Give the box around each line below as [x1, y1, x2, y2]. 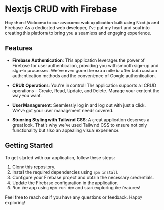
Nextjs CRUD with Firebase [5, 3, 117, 15]
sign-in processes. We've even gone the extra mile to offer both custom [12, 68, 158, 73]
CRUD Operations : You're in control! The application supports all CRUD [12, 82, 157, 88]
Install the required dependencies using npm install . [12, 169, 119, 175]
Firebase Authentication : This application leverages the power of [12, 57, 145, 63]
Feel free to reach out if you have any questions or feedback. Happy [5, 194, 143, 200]
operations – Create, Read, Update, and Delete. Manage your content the [12, 87, 160, 93]
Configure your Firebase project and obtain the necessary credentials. [12, 174, 154, 180]
